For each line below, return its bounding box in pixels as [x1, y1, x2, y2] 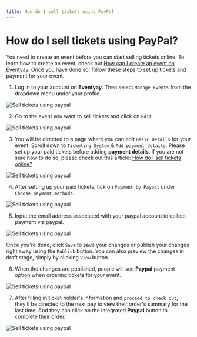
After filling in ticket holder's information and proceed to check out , [14, 294, 178, 301]
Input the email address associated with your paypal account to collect [14, 212, 186, 219]
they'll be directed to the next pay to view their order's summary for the [14, 301, 188, 308]
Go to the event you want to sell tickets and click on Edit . [14, 112, 153, 119]
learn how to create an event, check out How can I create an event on [6, 59, 175, 66]
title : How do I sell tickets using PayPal [6, 8, 115, 15]
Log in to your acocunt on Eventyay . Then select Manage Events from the [14, 84, 191, 91]
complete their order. [14, 313, 66, 320]
